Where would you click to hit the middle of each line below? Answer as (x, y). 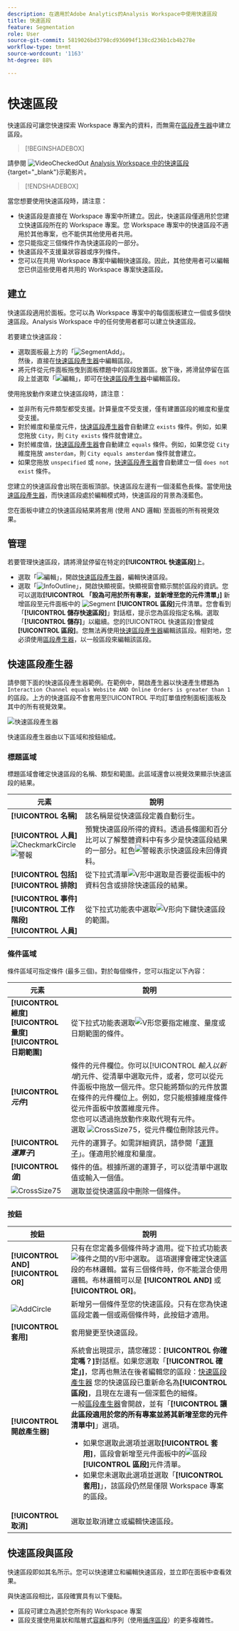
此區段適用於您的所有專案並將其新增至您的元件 (149, 1414)
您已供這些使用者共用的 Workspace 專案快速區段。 (92, 269)
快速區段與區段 (40, 1553)
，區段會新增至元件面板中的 (139, 1454)
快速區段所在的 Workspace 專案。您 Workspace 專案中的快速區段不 (123, 224)
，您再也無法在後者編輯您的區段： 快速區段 (155, 1372)
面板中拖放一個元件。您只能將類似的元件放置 (153, 1087)
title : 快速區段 (29, 21)
